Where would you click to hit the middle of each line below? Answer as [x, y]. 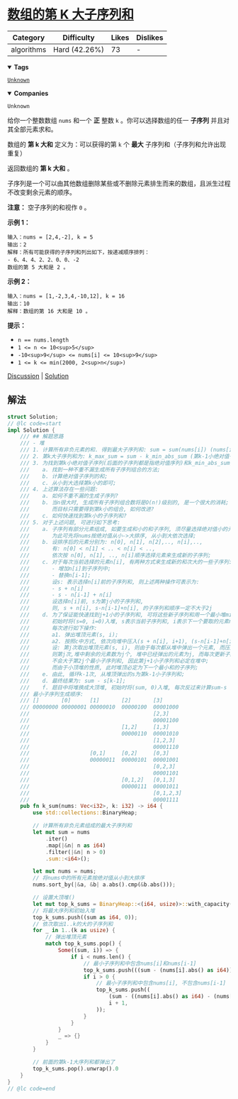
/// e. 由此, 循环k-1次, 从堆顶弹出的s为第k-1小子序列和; [103, 674]
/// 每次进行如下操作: [59, 628]
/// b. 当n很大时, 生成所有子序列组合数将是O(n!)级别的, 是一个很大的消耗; [125, 503]
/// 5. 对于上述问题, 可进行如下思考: [70, 523]
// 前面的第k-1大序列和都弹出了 [74, 1062]
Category [29, 38]
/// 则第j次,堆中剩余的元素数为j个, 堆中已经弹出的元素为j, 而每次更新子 [125, 655]
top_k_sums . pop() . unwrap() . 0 [76, 1068]
